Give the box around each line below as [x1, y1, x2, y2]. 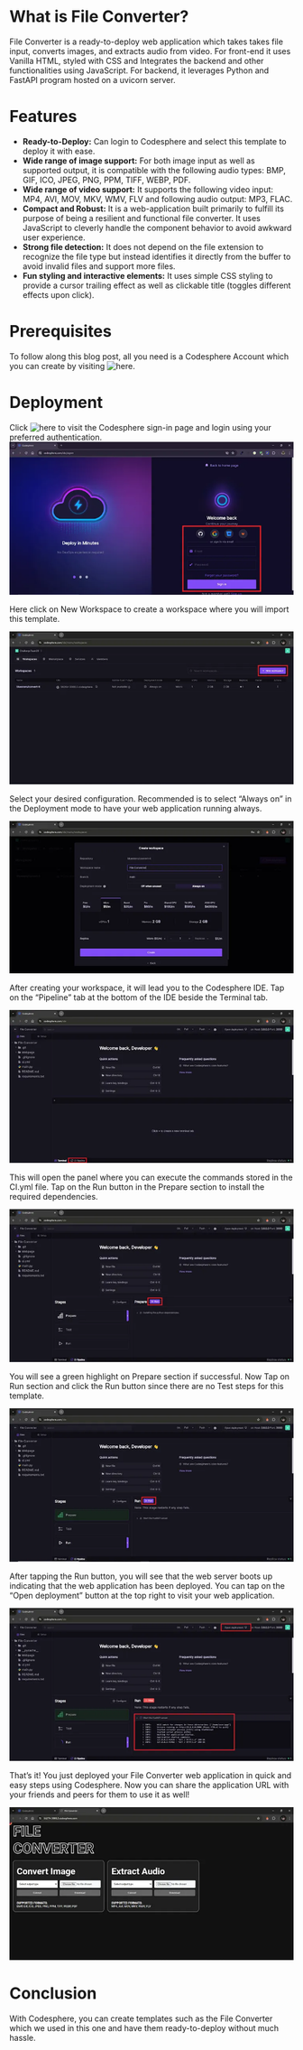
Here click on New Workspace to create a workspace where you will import [9, 603, 289, 615]
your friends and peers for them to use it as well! [9, 1789, 190, 1800]
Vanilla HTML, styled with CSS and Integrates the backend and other [9, 55, 264, 66]
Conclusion [9, 1983, 97, 2003]
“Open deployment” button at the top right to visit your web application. [9, 1590, 275, 1600]
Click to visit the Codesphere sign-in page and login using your [9, 422, 272, 432]
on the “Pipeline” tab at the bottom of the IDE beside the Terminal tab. [9, 992, 269, 1003]
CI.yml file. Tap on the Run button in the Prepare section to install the [9, 1182, 265, 1192]
